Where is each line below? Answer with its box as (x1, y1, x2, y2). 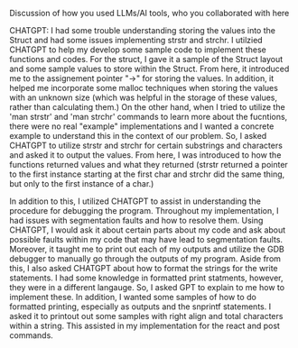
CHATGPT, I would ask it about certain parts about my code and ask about (9, 224, 286, 235)
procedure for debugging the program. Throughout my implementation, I (9, 206, 279, 215)
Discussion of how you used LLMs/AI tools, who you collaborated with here (9, 8, 290, 18)
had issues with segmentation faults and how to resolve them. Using (9, 215, 264, 225)
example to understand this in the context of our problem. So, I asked (9, 131, 267, 141)
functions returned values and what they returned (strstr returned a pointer (9, 160, 289, 169)
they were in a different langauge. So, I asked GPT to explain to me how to (9, 282, 285, 292)
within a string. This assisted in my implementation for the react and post (9, 320, 280, 331)
